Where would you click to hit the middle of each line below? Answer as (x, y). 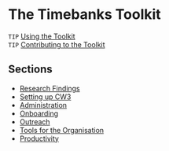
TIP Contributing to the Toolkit (57, 44)
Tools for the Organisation (62, 130)
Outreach (35, 122)
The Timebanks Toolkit (84, 15)
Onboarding (39, 113)
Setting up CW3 (45, 97)
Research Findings (50, 88)
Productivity (39, 138)
